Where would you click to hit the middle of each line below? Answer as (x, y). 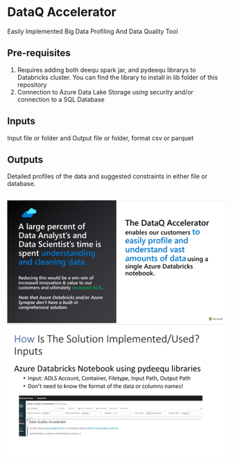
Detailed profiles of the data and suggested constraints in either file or (107, 176)
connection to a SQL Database (61, 99)
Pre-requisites (39, 53)
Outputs (25, 159)
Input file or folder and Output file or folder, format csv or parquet (101, 138)
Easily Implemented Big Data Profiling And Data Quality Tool (93, 31)
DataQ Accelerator (62, 12)
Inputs (21, 121)
